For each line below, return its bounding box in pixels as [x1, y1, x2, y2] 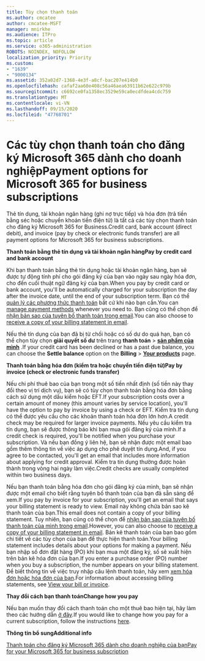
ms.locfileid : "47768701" [6, 111, 72, 118]
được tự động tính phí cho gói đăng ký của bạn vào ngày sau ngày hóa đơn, [6, 273, 197, 281]
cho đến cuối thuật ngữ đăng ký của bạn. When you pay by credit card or [6, 279, 190, 287]
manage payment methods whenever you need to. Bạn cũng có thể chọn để [6, 306, 198, 313]
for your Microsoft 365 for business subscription [6, 648, 129, 655]
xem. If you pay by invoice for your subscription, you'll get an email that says [6, 496, 198, 504]
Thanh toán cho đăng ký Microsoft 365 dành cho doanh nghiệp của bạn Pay [6, 641, 197, 649]
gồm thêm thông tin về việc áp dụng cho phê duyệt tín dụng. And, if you [6, 445, 187, 453]
